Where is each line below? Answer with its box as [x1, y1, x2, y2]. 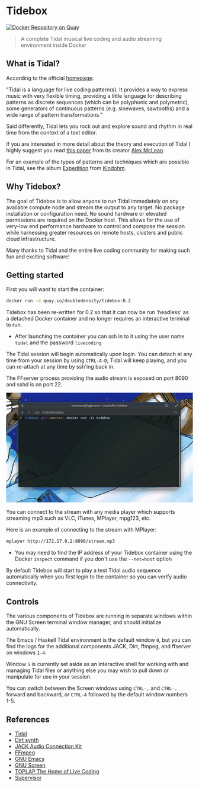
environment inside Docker [20, 41, 87, 49]
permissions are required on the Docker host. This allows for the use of [6, 216, 179, 223]
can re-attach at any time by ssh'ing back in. [6, 363, 115, 370]
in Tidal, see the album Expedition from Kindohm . [6, 164, 126, 171]
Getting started [6, 270, 64, 280]
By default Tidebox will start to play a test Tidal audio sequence [6, 567, 161, 574]
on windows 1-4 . [6, 649, 47, 656]
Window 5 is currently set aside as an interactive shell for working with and [6, 661, 189, 668]
